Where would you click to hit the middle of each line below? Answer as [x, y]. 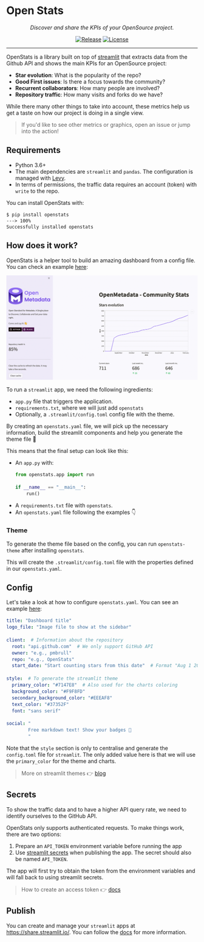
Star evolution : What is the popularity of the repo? [78, 75]
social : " [19, 724]
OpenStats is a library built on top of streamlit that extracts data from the [97, 57]
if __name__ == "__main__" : [51, 487]
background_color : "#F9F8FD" [49, 691]
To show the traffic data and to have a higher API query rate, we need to [97, 809]
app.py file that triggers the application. [64, 401]
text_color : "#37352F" [40, 704]
